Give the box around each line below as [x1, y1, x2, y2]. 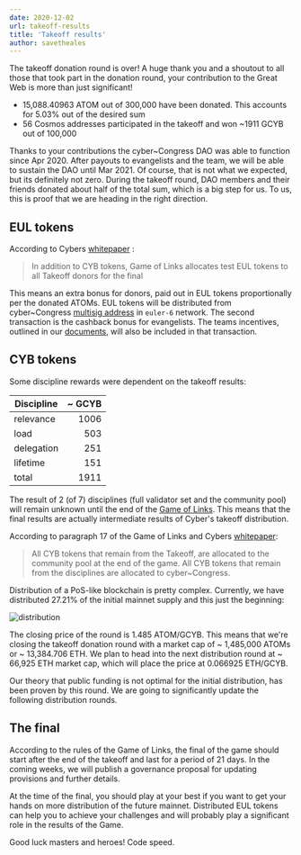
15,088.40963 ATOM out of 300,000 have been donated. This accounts [22, 100, 288, 111]
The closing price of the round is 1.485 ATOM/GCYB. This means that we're [9, 629, 289, 640]
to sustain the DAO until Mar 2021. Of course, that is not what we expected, [9, 165, 288, 175]
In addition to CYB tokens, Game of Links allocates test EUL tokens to [31, 261, 289, 272]
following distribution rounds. [9, 694, 118, 705]
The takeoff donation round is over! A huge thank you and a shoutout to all [9, 63, 285, 74]
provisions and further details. [9, 773, 121, 784]
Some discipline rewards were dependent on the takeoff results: [9, 375, 247, 387]
